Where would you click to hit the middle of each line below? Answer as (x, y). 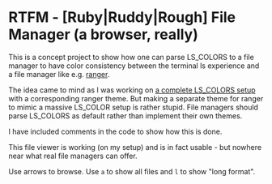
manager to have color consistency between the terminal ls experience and (134, 66)
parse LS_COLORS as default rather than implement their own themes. (125, 116)
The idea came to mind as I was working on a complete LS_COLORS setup (132, 90)
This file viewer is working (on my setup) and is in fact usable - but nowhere (135, 147)
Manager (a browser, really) (103, 34)
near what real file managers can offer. (73, 156)
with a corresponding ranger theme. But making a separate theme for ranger (136, 98)
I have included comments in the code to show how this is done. (115, 131)
